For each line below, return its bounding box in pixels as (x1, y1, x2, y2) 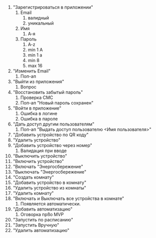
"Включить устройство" (12, 158, 64, 164)
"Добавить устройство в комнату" (12, 179, 87, 185)
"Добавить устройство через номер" (12, 142, 93, 148)
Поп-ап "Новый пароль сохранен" (20, 100, 94, 105)
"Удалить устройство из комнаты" (12, 185, 87, 190)
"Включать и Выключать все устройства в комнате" (12, 195, 124, 201)
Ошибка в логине (20, 110, 58, 116)
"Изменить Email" (12, 68, 51, 74)
